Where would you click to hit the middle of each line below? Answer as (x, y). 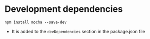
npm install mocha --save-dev (36, 22)
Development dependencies (64, 9)
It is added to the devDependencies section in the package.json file (78, 31)
